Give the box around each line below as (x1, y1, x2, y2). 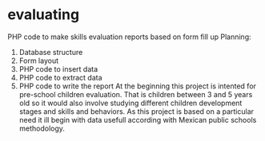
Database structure (18, 47, 83, 57)
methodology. (18, 123, 66, 133)
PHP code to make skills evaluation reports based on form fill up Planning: (7, 32, 251, 41)
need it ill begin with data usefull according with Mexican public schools (18, 115, 257, 124)
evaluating (7, 6, 80, 24)
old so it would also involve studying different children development (18, 98, 243, 108)
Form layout (18, 56, 59, 65)
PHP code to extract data (18, 72, 102, 82)
